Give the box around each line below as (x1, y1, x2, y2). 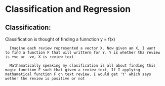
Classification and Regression (5, 3, 131, 15)
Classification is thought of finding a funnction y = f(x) (5, 36, 115, 42)
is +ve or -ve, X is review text (5, 54, 74, 59)
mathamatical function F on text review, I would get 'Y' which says (5, 72, 152, 77)
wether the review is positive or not (5, 76, 85, 81)
